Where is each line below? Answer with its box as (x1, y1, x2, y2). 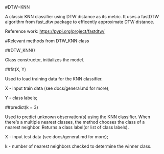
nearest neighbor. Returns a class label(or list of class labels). (5, 125, 129, 130)
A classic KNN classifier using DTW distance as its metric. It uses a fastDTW (5, 14, 159, 19)
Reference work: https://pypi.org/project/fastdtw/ (5, 28, 105, 34)
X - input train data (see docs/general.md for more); (5, 85, 110, 91)
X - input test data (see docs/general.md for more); (5, 134, 109, 139)
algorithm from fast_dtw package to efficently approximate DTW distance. (5, 19, 154, 25)
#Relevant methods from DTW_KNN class (5, 38, 89, 44)
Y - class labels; (5, 95, 38, 101)
